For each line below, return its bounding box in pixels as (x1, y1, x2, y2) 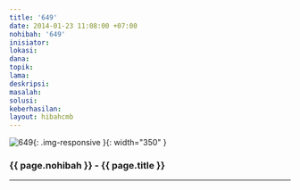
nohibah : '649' (9, 29, 66, 38)
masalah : (9, 87, 42, 96)
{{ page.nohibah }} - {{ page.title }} (9, 160, 165, 172)
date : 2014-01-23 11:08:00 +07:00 (9, 21, 138, 30)
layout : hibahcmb (9, 112, 74, 121)
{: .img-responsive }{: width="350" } (32, 137, 167, 148)
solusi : (9, 95, 38, 105)
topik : (9, 63, 34, 72)
